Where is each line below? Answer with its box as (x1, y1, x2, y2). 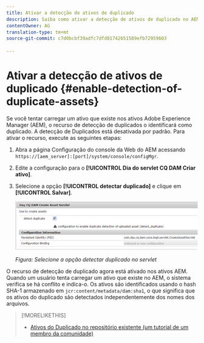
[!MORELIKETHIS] (21, 312, 66, 319)
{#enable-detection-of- (60, 82, 182, 95)
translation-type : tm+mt (6, 29, 69, 35)
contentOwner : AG (6, 23, 50, 29)
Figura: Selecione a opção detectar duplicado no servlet (15, 256, 157, 263)
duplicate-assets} (6, 95, 99, 109)
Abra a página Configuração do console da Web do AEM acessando (15, 146, 186, 153)
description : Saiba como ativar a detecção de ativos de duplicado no (6, 16, 189, 23)
